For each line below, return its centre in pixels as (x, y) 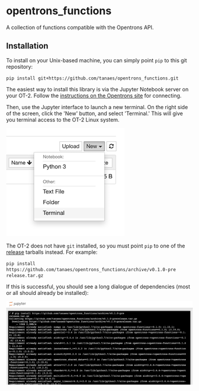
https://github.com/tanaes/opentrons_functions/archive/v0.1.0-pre (91, 269)
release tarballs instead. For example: (52, 252)
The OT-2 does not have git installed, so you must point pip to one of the (96, 246)
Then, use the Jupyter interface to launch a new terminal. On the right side (97, 107)
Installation (27, 46)
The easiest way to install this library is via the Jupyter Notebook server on (97, 89)
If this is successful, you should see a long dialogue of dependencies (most (98, 287)
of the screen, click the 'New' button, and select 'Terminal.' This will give (95, 113)
